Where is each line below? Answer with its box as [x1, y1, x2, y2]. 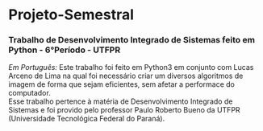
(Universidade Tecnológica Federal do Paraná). [8, 114, 165, 124]
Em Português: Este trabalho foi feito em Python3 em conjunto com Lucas [8, 63, 254, 72]
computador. [8, 88, 51, 98]
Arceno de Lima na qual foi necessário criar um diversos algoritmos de [8, 71, 244, 81]
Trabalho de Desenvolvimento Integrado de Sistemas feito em [8, 35, 256, 46]
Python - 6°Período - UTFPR [8, 44, 121, 55]
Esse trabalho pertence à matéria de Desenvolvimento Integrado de [8, 96, 233, 106]
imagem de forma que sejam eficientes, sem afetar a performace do [8, 80, 236, 89]
